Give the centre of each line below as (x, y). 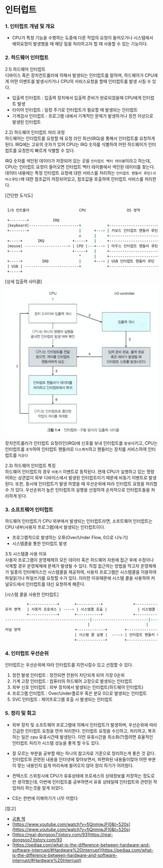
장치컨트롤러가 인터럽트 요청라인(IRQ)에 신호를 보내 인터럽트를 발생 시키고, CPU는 (81, 443)
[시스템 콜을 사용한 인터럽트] (32, 594)
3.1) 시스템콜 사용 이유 (26, 554)
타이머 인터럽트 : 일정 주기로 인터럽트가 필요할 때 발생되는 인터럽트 (75, 110)
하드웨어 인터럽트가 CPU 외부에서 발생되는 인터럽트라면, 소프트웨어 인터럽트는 (79, 521)
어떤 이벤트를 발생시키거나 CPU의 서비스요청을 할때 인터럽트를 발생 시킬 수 (81, 81)
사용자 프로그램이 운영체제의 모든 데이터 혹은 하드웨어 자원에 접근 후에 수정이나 (80, 560)
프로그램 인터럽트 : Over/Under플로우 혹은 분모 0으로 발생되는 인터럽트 (79, 693)
